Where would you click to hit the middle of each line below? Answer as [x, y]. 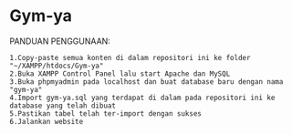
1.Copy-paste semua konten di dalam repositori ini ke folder [130, 57]
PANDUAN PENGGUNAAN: [60, 41]
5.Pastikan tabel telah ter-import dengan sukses [106, 113]
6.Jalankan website [47, 121]
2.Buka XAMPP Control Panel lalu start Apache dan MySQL [120, 74]
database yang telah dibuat [63, 106]
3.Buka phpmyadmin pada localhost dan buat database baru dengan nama [146, 82]
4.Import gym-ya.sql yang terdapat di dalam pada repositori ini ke [142, 98]
